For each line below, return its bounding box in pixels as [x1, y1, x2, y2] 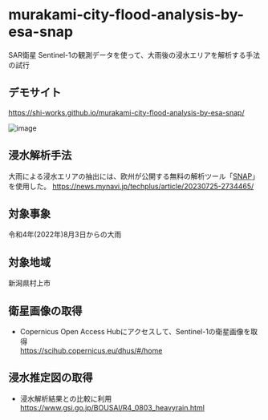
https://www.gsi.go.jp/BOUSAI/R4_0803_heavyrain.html [19, 402, 205, 412]
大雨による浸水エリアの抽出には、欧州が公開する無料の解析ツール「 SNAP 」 [8, 171, 259, 181]
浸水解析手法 [8, 148, 72, 162]
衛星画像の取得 [8, 304, 83, 317]
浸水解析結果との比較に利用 [19, 394, 112, 403]
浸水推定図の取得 [8, 371, 93, 385]
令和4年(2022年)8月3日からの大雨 [8, 230, 122, 240]
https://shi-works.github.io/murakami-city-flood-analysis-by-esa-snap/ [8, 107, 245, 117]
